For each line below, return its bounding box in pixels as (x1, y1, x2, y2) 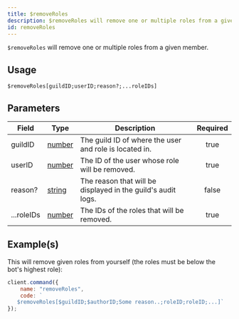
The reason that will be (80, 176, 156, 186)
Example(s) (7, 239, 59, 251)
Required (196, 123, 228, 132)
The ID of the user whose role (80, 156, 179, 165)
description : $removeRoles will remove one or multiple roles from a (7, 17, 218, 24)
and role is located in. (80, 144, 152, 154)
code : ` (20, 292, 43, 299)
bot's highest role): (7, 265, 63, 273)
